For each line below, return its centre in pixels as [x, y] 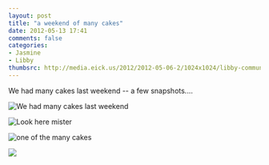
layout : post [30, 16]
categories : [28, 46]
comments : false [35, 38]
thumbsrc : [25, 68]
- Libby [21, 61]
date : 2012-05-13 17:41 [48, 30]
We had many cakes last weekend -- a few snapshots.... [101, 91]
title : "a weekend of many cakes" [66, 23]
